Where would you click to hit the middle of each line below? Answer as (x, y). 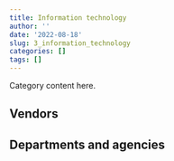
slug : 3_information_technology (70, 43)
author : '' (30, 26)
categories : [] (38, 52)
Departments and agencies (87, 144)
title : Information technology (68, 18)
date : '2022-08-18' (46, 34)
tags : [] (26, 60)
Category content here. (53, 85)
